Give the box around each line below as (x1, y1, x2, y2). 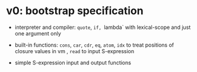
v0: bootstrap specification (6, 4, 144, 18)
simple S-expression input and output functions (14, 59, 132, 66)
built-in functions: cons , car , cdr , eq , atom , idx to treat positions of (14, 41, 174, 48)
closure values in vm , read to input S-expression (14, 47, 135, 54)
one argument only (14, 30, 61, 37)
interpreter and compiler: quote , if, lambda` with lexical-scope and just (14, 24, 191, 31)
